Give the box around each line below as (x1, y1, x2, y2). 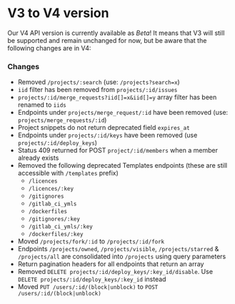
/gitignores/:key (28, 216, 81, 223)
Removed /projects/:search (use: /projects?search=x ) (17, 78, 180, 86)
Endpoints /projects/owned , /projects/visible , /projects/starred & (17, 245, 219, 253)
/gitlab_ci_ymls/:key (28, 223, 93, 230)
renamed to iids (17, 101, 66, 109)
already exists (17, 153, 59, 162)
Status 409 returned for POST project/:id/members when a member (17, 146, 218, 155)
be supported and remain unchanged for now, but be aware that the (7, 36, 207, 44)
